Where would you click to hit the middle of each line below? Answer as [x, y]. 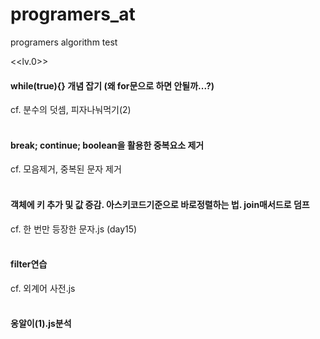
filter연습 [29, 264]
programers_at [73, 14]
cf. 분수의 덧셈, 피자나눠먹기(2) [71, 110]
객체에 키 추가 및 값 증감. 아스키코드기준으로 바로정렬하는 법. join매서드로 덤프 [160, 204]
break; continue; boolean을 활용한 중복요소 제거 [107, 145]
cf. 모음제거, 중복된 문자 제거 [66, 169]
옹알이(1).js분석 [41, 324]
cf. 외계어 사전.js [43, 288]
